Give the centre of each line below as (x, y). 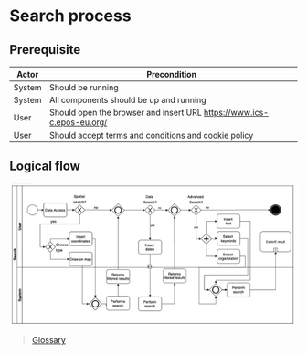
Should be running (84, 87)
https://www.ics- (237, 113)
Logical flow (45, 167)
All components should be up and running (128, 100)
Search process (70, 16)
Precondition (171, 74)
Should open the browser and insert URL (126, 113)
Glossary (49, 340)
